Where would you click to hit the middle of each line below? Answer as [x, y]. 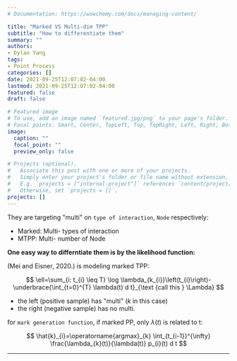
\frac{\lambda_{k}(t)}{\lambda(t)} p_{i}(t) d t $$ [119, 343]
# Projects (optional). [42, 164]
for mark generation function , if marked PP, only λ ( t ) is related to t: [105, 322]
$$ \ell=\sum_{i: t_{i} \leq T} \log [72, 280]
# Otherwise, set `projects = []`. [63, 190]
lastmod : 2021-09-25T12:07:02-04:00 [61, 86]
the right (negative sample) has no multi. [76, 308]
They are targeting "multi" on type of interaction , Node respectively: [108, 217]
